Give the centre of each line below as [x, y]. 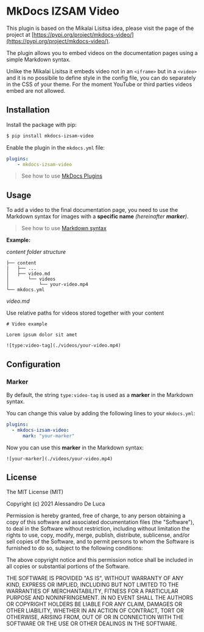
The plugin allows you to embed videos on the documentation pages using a [102, 53]
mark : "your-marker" [48, 436]
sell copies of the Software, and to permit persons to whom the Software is [100, 542]
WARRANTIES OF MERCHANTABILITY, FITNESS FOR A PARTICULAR [92, 591]
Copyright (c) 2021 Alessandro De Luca [56, 504]
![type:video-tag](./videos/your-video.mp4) [64, 346]
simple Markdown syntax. [39, 59]
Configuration [33, 364]
